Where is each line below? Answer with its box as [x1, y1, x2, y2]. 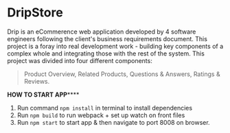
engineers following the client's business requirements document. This [7, 34, 208, 43]
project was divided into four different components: [7, 56, 152, 64]
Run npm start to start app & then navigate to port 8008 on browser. [16, 118, 211, 126]
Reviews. [23, 77, 50, 85]
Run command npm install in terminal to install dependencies [16, 104, 193, 112]
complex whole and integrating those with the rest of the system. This [7, 49, 205, 58]
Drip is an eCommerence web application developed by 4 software [7, 27, 196, 36]
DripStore [7, 5, 63, 21]
